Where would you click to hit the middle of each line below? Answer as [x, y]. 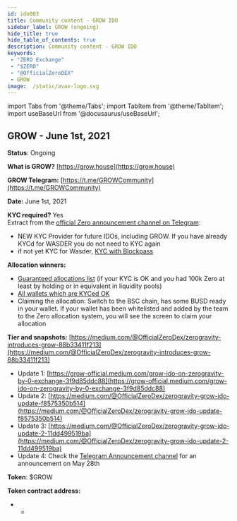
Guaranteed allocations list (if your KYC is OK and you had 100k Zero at [121, 279]
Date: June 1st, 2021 [37, 201]
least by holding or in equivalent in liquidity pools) [90, 286]
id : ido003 [23, 14]
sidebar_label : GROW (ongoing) [53, 27]
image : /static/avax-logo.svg [53, 86]
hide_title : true [33, 34]
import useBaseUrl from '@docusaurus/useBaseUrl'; [84, 114]
